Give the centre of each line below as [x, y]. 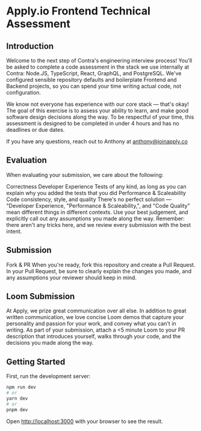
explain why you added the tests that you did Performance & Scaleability [96, 193]
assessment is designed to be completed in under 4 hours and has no [93, 123]
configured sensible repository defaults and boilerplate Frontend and [91, 80]
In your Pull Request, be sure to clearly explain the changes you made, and [99, 271]
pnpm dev [17, 410]
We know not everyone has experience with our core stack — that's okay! [98, 104]
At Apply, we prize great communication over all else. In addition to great [96, 311]
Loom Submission [41, 296]
